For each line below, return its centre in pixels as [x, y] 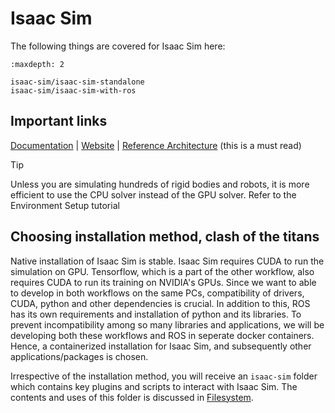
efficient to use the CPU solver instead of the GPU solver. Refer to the [153, 194]
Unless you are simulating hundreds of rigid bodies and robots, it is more [160, 184]
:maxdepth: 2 [37, 64]
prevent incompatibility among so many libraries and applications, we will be [167, 324]
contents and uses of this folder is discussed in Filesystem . [132, 397]
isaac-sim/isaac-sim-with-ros [73, 90]
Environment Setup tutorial [65, 205]
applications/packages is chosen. [79, 356]
